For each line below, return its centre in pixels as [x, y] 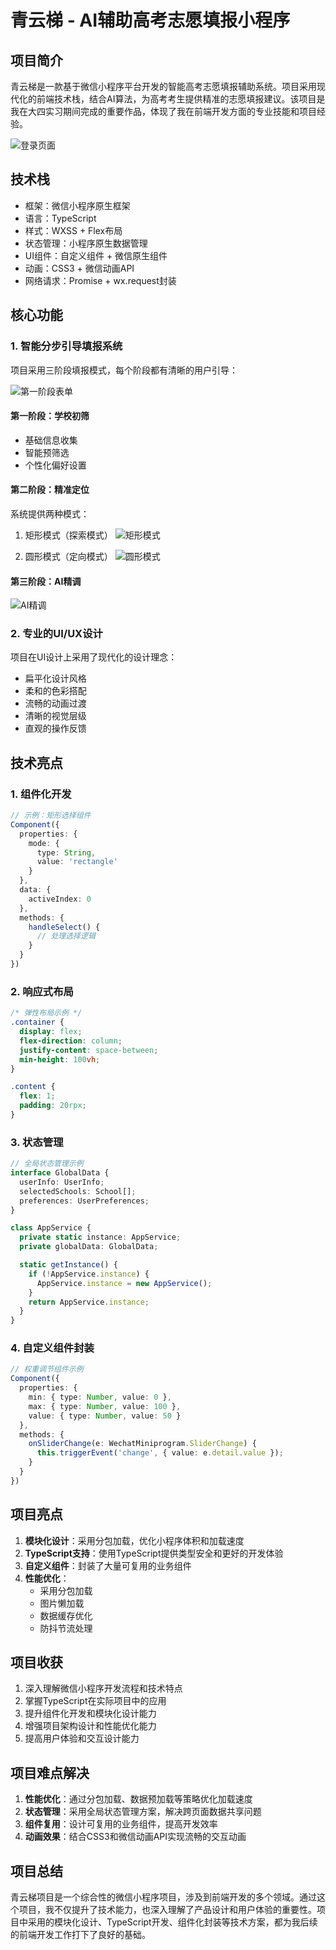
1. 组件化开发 [41, 794]
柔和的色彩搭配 [55, 691]
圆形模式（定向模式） [68, 556]
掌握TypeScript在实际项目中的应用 [95, 1701]
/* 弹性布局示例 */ [46, 1013]
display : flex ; [51, 1032]
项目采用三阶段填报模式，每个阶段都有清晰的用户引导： [124, 370]
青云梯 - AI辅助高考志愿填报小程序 [150, 20]
